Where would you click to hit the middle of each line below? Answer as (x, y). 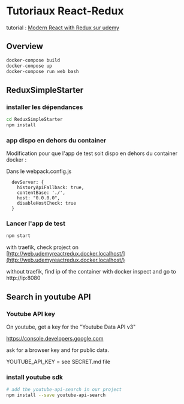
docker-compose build (33, 60)
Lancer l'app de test (36, 224)
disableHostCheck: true (47, 203)
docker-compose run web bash (43, 71)
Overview (25, 46)
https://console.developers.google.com (55, 338)
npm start (19, 236)
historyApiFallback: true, (51, 188)
